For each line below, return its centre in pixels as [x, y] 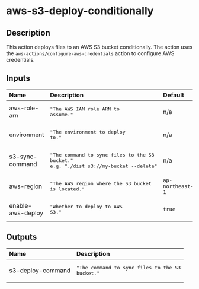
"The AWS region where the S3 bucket [101, 183]
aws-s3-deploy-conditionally [80, 11]
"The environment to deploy [88, 132]
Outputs [22, 237]
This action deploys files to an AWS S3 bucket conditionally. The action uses [99, 47]
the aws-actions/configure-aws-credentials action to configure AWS [90, 53]
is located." [68, 189]
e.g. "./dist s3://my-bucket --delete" [104, 166]
